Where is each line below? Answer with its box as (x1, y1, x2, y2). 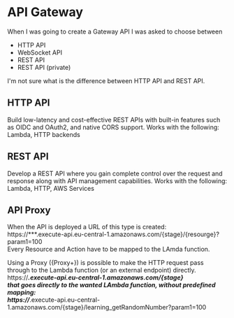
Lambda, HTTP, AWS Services (7, 184, 94, 192)
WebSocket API (17, 48, 63, 57)
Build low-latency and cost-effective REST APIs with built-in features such (7, 115, 221, 124)
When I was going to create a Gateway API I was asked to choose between (7, 27, 223, 36)
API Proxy (7, 204, 51, 216)
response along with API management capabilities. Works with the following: (7, 176, 228, 185)
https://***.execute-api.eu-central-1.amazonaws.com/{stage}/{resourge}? (7, 230, 220, 238)
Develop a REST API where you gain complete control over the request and (7, 169, 223, 178)
